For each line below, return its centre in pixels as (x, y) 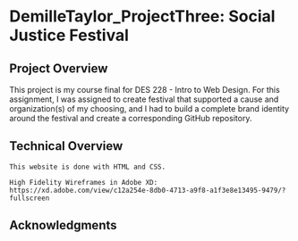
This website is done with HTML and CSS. (88, 167)
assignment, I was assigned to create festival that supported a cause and (144, 99)
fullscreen (30, 198)
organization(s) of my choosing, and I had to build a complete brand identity (149, 108)
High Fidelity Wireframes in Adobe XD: (84, 182)
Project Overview (59, 68)
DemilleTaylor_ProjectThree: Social (142, 17)
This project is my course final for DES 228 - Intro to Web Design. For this (145, 90)
